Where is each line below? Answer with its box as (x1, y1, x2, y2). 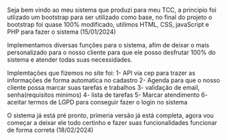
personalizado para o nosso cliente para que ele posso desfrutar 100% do (7, 48, 216, 56)
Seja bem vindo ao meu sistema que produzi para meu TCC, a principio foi (7, 6, 217, 14)
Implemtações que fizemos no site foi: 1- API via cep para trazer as (7, 69, 196, 77)
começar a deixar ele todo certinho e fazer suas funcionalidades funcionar (7, 119, 217, 126)
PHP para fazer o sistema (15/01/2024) (7, 27, 116, 36)
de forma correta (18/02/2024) (7, 126, 94, 134)
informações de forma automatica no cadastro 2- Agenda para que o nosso (7, 76, 220, 84)
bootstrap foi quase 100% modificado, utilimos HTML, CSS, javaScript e (7, 21, 210, 28)
